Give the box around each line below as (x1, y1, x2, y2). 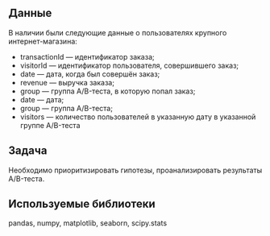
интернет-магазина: (8, 36, 78, 46)
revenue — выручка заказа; (19, 77, 115, 87)
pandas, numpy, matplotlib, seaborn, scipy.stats (8, 218, 168, 228)
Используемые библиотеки (8, 197, 156, 211)
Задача (8, 144, 48, 158)
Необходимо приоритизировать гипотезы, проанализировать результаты (8, 165, 263, 175)
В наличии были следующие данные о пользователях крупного (8, 27, 227, 37)
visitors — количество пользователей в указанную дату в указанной (19, 112, 256, 122)
